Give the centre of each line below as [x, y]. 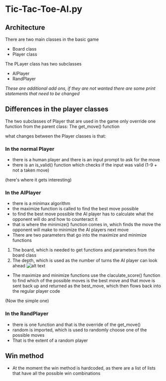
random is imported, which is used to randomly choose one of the [80, 330]
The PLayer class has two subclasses [43, 64]
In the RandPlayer [27, 314]
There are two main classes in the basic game [52, 39]
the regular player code [36, 291]
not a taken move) [31, 170]
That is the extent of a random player [50, 340]
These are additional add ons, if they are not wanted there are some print [80, 88]
